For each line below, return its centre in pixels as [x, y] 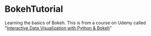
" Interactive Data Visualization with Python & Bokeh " [58, 28]
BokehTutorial [34, 9]
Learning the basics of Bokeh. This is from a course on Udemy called [75, 23]
